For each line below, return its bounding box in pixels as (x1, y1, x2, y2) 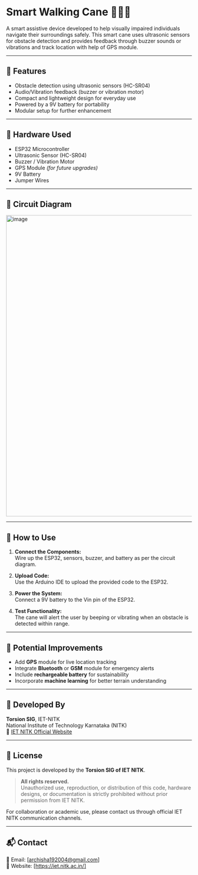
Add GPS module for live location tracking (14, 658, 117, 666)
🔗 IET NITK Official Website (6, 728, 72, 735)
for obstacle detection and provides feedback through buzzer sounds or (6, 37, 181, 44)
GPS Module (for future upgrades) (14, 164, 98, 171)
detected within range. (14, 620, 70, 627)
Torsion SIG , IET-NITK (6, 715, 60, 722)
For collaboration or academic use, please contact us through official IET (6, 808, 183, 815)
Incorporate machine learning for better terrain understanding (14, 677, 167, 684)
